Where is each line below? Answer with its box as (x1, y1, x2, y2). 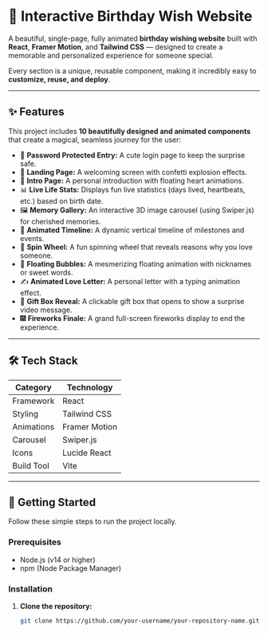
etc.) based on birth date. (19, 196, 104, 206)
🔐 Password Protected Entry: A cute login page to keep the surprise (19, 150, 246, 160)
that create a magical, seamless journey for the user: (8, 135, 182, 144)
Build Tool (12, 460, 49, 471)
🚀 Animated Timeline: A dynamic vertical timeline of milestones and (19, 225, 245, 235)
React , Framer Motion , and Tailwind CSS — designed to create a (8, 42, 223, 51)
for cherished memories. (19, 216, 101, 226)
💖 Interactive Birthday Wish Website (8, 7, 253, 26)
